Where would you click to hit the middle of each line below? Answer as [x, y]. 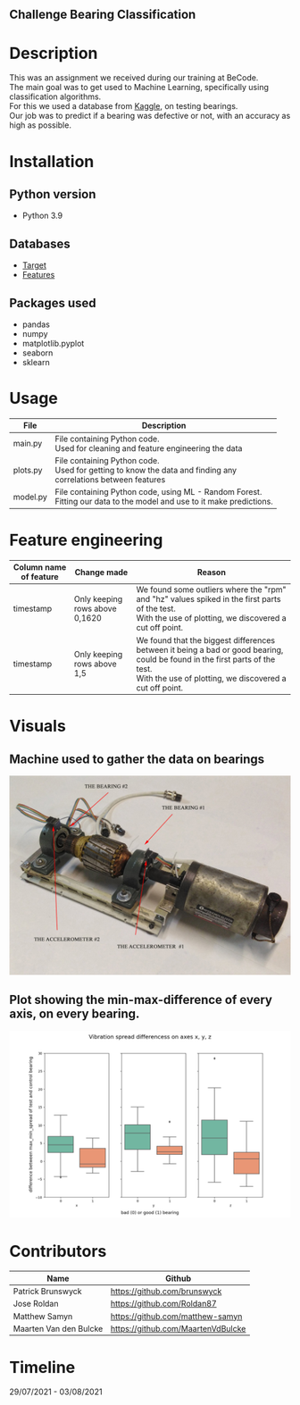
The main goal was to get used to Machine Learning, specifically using [139, 88]
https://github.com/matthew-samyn [176, 1316]
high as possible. [40, 125]
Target [34, 265]
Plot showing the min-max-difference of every [141, 1000]
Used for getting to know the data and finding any [146, 470]
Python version [53, 194]
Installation [52, 161]
